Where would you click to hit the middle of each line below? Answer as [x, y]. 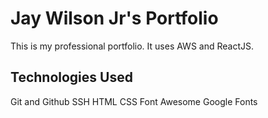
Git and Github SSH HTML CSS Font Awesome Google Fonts [134, 101]
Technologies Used [71, 77]
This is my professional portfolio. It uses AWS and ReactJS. [132, 46]
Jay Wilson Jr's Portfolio [114, 18]
